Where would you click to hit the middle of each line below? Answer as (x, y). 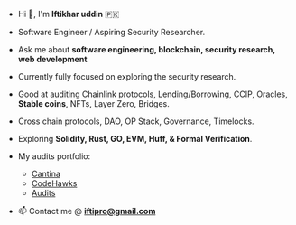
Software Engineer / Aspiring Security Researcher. (111, 32)
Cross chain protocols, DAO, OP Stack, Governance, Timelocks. (136, 121)
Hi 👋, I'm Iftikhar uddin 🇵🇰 (69, 14)
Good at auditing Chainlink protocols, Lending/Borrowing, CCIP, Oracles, (153, 94)
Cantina (46, 173)
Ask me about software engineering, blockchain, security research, (147, 49)
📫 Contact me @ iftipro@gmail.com (87, 211)
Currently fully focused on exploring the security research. (127, 76)
